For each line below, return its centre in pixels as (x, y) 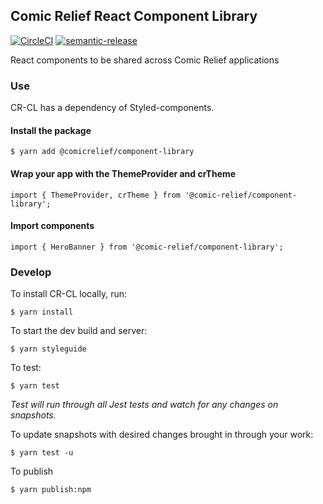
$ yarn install (42, 312)
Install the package (51, 130)
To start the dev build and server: (79, 331)
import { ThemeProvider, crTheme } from (96, 195)
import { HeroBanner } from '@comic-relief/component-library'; (147, 247)
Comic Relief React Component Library (134, 16)
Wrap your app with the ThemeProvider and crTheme (123, 173)
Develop (31, 272)
